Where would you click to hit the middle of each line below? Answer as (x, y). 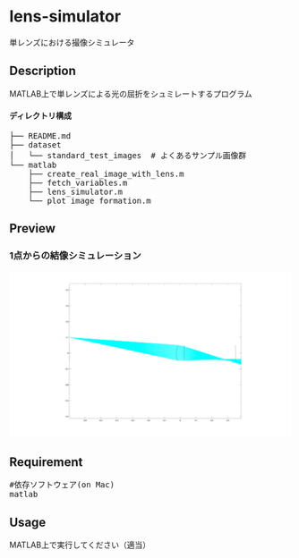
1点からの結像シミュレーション (75, 256)
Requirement (46, 462)
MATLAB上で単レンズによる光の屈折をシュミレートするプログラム (131, 93)
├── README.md (40, 135)
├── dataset (35, 144)
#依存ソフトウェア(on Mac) (62, 485)
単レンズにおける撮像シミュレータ (72, 42)
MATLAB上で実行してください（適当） (80, 545)
